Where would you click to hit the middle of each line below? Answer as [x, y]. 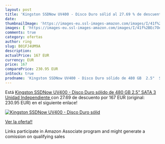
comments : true [21, 32]
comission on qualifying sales [35, 136]
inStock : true [20, 74]
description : [18, 51]
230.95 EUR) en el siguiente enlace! [41, 102]
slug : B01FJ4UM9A [23, 46]
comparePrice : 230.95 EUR [31, 69]
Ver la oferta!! [19, 121]
